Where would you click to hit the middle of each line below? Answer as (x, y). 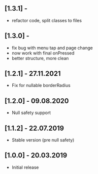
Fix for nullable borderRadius (41, 86)
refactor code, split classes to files (47, 20)
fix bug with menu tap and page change (52, 48)
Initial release (25, 167)
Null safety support (31, 113)
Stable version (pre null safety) (43, 140)
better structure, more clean (40, 58)
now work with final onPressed (43, 53)
